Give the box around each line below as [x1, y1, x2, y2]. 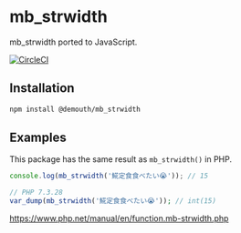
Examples [9, 130, 67, 146]
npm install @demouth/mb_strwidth [9, 105, 141, 114]
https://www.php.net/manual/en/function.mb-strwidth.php [9, 213, 229, 224]
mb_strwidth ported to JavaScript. [9, 36, 138, 47]
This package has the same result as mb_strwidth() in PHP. [9, 154, 233, 165]
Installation [9, 80, 75, 96]
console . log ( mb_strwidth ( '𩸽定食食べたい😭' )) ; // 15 [9, 171, 208, 181]
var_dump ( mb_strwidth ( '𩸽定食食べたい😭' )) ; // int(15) [9, 197, 217, 206]
